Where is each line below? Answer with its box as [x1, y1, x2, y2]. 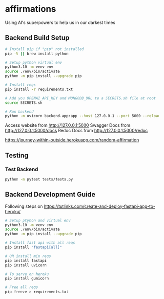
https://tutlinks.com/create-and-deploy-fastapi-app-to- [43, 203, 155, 209]
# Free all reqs [5, 285, 38, 290]
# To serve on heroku [5, 272, 49, 277]
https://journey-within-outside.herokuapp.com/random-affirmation [5, 137, 139, 143]
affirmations [5, 3, 56, 15]
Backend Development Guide [5, 190, 96, 199]
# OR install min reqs [5, 254, 51, 259]
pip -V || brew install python [5, 51, 69, 56]
